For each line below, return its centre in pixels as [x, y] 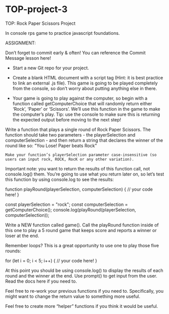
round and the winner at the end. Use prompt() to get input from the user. [81, 276]
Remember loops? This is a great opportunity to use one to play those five [82, 245]
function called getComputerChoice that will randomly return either [82, 103]
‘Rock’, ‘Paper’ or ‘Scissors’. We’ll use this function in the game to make [86, 109]
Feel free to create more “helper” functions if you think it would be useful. [82, 306]
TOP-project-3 [37, 9]
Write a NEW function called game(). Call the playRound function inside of [82, 225]
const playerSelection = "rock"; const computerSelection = [67, 204]
